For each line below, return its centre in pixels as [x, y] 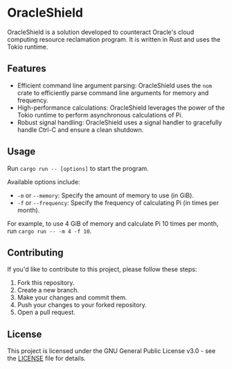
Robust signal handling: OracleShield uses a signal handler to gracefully [119, 122]
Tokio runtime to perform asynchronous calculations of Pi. [100, 115]
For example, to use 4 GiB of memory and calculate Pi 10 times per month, [113, 223]
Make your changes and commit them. [72, 297]
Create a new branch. [48, 290]
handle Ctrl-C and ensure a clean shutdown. [80, 129]
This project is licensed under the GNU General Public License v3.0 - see [111, 351]
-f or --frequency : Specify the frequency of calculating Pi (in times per [118, 202]
